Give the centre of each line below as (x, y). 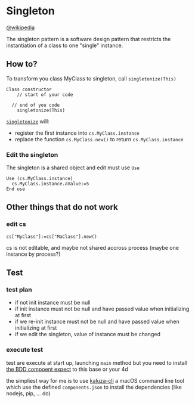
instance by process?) (33, 254)
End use (16, 189)
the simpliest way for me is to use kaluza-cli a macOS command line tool (95, 380)
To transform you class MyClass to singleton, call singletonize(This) (92, 78)
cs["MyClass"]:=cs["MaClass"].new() (52, 237)
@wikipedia (21, 27)
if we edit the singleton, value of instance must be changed (88, 334)
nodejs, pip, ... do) (28, 393)
